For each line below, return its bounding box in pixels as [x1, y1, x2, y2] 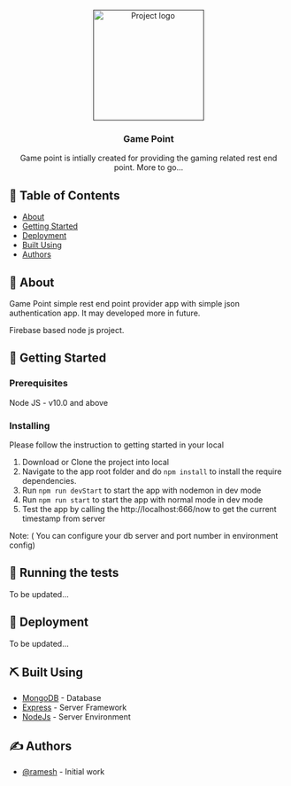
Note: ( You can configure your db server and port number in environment [9, 530, 279, 541]
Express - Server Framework [21, 702, 127, 713]
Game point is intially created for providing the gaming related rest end [19, 152, 278, 164]
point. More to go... [113, 162, 184, 173]
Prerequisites [9, 377, 68, 390]
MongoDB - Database [21, 693, 102, 704]
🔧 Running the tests [9, 565, 119, 580]
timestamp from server [21, 513, 106, 524]
